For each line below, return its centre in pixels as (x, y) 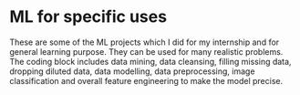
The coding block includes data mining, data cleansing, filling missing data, (150, 61)
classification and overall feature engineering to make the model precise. (146, 80)
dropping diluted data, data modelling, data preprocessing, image (132, 71)
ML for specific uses (88, 17)
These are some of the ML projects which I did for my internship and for (145, 42)
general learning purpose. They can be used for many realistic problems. (146, 51)
